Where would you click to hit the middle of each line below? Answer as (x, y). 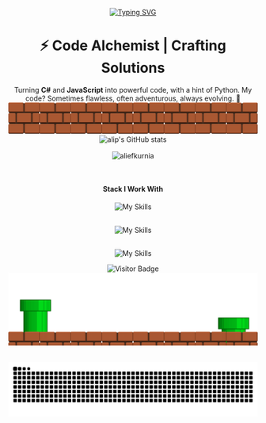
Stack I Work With (133, 189)
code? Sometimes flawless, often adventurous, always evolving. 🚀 (133, 98)
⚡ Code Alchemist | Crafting (133, 46)
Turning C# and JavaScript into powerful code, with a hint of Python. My (133, 90)
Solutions (133, 68)
